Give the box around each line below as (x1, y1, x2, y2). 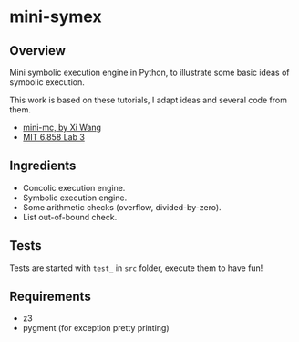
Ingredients (9, 158, 77, 174)
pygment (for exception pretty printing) (22, 323, 170, 334)
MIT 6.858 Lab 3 (22, 132, 85, 143)
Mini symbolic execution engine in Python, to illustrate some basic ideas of (9, 67, 290, 78)
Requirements (9, 289, 91, 305)
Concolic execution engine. (22, 182, 126, 193)
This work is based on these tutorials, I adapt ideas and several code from (9, 94, 287, 105)
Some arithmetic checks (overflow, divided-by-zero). (22, 201, 222, 212)
